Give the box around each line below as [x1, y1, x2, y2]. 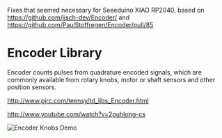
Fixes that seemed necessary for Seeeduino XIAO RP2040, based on [7, 6, 205, 14]
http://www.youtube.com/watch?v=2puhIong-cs [7, 109, 146, 118]
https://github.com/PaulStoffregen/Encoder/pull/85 [7, 21, 154, 29]
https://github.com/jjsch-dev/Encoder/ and [7, 13, 130, 22]
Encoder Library [7, 45, 102, 61]
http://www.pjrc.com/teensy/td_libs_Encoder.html [7, 96, 150, 105]
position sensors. [7, 83, 57, 91]
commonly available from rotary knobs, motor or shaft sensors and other [7, 75, 216, 84]
